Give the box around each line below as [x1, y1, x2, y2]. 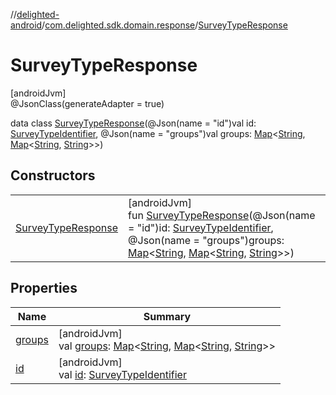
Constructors [10, 167, 96, 184]
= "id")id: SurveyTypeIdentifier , [128, 220, 274, 234]
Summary [143, 309, 192, 323]
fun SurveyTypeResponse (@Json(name [128, 208, 316, 222]
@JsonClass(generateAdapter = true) [10, 97, 165, 109]
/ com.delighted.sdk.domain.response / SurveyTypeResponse [41, 19, 288, 31]
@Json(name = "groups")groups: [128, 233, 285, 247]
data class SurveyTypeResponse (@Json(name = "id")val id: [10, 117, 257, 129]
